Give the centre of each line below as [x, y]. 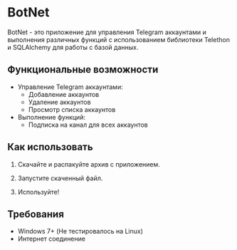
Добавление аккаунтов [64, 94]
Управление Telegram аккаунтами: [70, 87]
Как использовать [51, 147]
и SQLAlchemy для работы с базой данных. [73, 47]
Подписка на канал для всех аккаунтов [88, 125]
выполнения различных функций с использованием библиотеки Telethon [118, 39]
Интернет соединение [51, 239]
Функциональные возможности [83, 69]
